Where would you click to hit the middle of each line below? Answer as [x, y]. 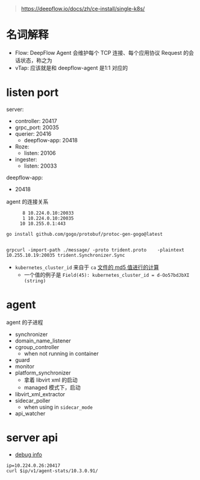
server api [32, 438]
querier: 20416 [33, 134]
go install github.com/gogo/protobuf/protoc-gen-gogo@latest [85, 234]
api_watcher [30, 413]
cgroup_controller [37, 347]
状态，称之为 [36, 60]
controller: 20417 [36, 121]
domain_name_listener [43, 341]
